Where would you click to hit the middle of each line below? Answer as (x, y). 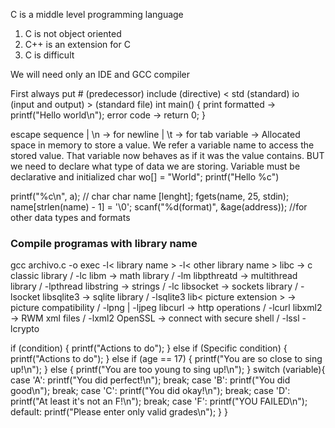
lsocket (25, 297)
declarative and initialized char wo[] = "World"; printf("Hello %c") (145, 177)
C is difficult (49, 55)
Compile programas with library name (104, 243)
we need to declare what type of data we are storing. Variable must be (155, 166)
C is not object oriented (73, 33)
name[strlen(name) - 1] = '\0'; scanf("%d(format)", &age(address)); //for (159, 207)
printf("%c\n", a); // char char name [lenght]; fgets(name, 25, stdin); (150, 196)
